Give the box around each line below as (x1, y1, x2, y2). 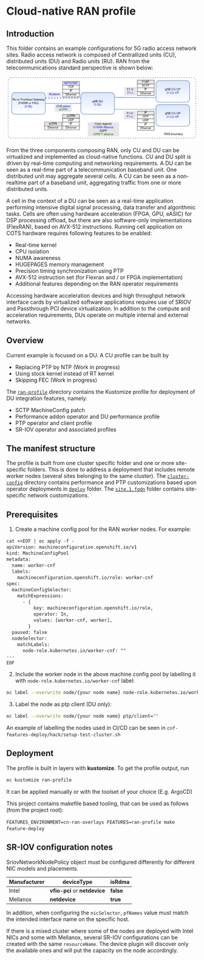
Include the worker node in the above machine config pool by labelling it (15, 671, 196, 678)
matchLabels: (17, 642, 50, 648)
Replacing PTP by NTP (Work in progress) (15, 363, 120, 371)
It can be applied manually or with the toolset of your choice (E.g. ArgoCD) (6, 788, 193, 795)
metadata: (6, 556, 32, 562)
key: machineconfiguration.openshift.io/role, (33, 605, 154, 611)
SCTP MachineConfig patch (15, 406, 85, 413)
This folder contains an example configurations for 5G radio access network (6, 44, 197, 52)
